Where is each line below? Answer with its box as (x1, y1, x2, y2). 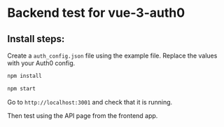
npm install (7, 72, 42, 79)
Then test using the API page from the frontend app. (7, 111, 158, 120)
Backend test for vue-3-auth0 (7, 5, 185, 21)
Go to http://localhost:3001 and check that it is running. (7, 98, 173, 106)
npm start (7, 85, 36, 92)
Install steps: (7, 33, 65, 45)
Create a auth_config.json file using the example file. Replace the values (7, 51, 218, 60)
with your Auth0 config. (7, 59, 76, 67)
